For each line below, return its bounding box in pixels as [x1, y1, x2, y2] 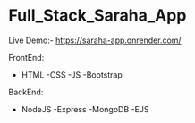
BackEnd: [8, 86, 44, 97]
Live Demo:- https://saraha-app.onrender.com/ [8, 35, 182, 45]
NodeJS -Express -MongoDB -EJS [21, 103, 149, 114]
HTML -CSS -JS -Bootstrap [21, 69, 123, 80]
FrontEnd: [8, 52, 45, 62]
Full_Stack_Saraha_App [8, 5, 187, 26]
